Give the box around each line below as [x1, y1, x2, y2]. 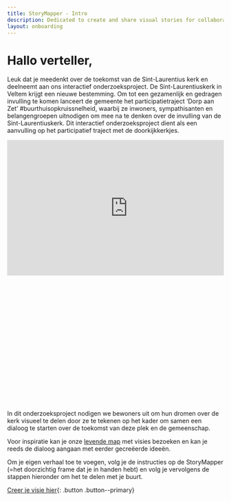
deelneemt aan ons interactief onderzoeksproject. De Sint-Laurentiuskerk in [7, 83, 222, 91]
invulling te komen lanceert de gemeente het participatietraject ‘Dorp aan [7, 97, 214, 105]
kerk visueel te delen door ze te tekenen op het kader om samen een [7, 416, 202, 425]
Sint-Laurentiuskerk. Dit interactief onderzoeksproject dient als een [7, 119, 197, 127]
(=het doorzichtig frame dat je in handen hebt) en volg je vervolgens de [7, 465, 210, 473]
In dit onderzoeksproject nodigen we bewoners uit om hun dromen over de [7, 409, 219, 417]
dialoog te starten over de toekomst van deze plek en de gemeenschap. [7, 424, 211, 432]
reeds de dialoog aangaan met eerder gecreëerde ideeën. [7, 445, 170, 453]
